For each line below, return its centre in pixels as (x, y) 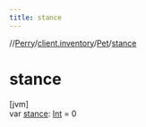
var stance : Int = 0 (43, 114)
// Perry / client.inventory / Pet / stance (73, 43)
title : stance (36, 17)
